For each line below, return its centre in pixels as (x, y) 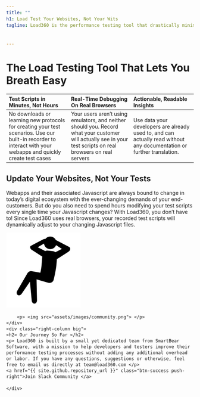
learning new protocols (37, 120)
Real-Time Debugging (99, 99)
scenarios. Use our (32, 133)
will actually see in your (100, 139)
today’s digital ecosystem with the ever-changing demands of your (88, 199)
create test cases (30, 158)
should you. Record (95, 126)
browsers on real (92, 151)
